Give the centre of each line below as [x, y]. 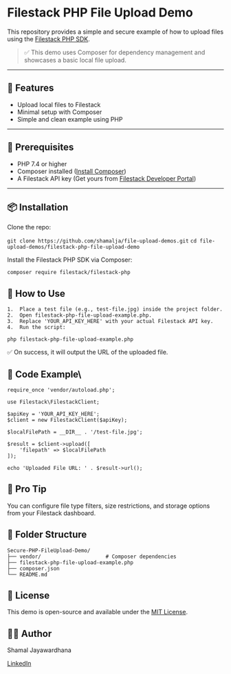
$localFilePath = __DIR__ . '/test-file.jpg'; [75, 432]
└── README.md [27, 574]
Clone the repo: [29, 227]
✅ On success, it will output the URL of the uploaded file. [88, 352]
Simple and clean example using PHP [70, 119]
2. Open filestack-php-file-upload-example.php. [80, 315]
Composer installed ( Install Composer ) [71, 171]
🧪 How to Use [36, 293]
